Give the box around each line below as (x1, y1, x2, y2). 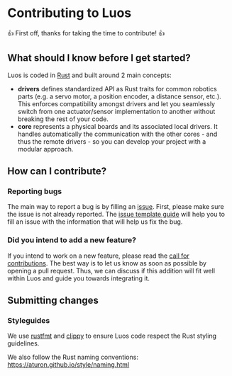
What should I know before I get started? (7, 52, 192, 64)
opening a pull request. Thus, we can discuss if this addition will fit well (7, 266, 215, 275)
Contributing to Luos (7, 5, 132, 21)
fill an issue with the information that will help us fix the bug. (7, 217, 183, 226)
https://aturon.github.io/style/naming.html (7, 360, 130, 369)
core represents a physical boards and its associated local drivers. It (17, 122, 218, 130)
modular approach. (17, 144, 74, 153)
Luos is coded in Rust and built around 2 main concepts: (7, 71, 172, 79)
